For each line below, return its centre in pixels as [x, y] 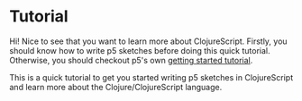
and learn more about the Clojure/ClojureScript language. [116, 87]
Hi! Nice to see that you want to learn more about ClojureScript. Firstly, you [148, 41]
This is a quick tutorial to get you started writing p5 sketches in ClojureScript [151, 77]
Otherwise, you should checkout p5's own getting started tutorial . [131, 60]
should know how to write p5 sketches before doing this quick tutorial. [140, 50]
